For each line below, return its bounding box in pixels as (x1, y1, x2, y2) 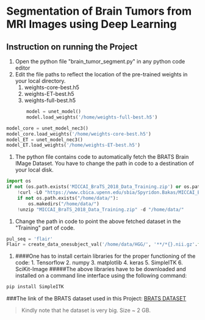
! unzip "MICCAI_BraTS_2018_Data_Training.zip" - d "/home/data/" (17, 206, 184, 213)
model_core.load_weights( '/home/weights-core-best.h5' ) (6, 131, 151, 137)
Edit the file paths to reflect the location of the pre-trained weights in (15, 71, 188, 78)
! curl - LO (17, 189, 43, 195)
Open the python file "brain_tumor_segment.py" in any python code (15, 58, 185, 65)
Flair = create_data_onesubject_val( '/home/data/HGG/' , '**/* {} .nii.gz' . (6, 241, 198, 248)
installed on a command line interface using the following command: (15, 272, 187, 279)
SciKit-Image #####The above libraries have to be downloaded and (15, 266, 186, 273)
